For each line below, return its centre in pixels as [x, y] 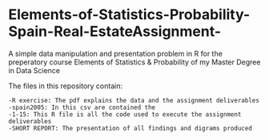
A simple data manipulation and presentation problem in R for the [115, 53]
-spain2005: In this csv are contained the [82, 107]
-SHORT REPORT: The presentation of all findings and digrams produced [130, 128]
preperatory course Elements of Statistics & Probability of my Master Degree [134, 62]
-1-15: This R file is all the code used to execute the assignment [125, 114]
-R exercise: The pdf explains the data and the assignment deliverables [134, 100]
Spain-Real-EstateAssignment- [115, 31]
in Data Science [34, 70]
